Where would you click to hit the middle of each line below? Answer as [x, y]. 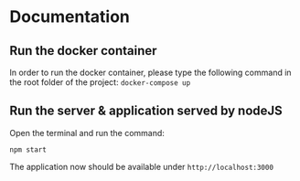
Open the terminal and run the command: [87, 133]
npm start [28, 149]
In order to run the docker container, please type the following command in [150, 72]
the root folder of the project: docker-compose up [100, 82]
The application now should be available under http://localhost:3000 [142, 166]
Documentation [70, 17]
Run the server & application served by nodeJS [146, 111]
